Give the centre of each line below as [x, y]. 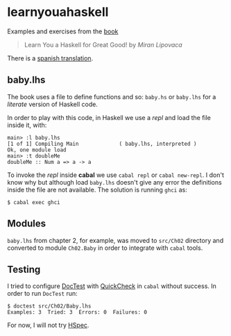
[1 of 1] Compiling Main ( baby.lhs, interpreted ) [102, 144]
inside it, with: [27, 125]
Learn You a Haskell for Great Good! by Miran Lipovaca [103, 44]
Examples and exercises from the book [63, 31]
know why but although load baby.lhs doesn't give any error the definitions [114, 182]
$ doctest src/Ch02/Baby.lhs [49, 306]
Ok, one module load [37, 150]
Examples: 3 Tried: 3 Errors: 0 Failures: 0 [77, 312]
